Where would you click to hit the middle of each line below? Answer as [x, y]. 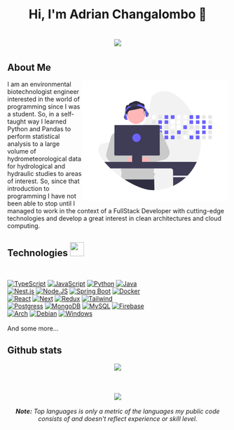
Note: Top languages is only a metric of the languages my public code [118, 411]
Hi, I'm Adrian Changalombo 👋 [118, 14]
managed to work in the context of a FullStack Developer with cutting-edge [116, 211]
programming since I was [44, 107]
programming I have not [42, 196]
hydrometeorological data [44, 159]
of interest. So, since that [43, 181]
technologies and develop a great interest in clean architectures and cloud [115, 218]
